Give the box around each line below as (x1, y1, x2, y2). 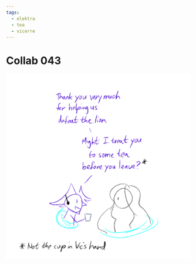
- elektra (11, 15, 35, 22)
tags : (6, 9, 19, 15)
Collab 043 (6, 54, 62, 68)
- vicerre (11, 28, 35, 34)
